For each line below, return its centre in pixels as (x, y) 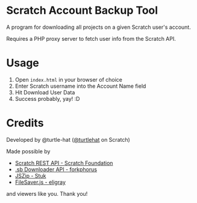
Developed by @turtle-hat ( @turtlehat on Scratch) (68, 139)
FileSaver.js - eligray (40, 182)
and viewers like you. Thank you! (47, 193)
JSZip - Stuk (30, 175)
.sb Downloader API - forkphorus (56, 169)
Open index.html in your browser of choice (68, 79)
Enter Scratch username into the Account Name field (80, 86)
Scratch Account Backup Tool (82, 11)
